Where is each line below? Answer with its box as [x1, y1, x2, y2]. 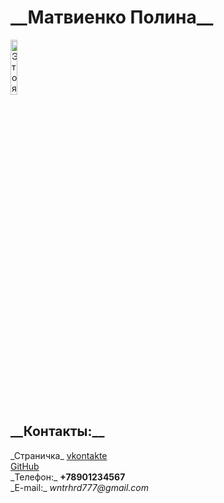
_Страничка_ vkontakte [10, 449, 108, 461]
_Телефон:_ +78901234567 [10, 471, 126, 483]
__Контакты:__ [10, 423, 105, 440]
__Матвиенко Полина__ [10, 6, 214, 29]
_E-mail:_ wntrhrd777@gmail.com [10, 481, 150, 493]
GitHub [10, 460, 40, 472]
